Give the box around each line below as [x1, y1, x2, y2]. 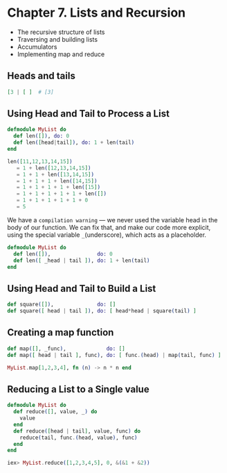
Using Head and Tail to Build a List [7, 283, 156, 294]
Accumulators [17, 42, 57, 51]
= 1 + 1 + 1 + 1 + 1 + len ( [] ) [16, 190, 107, 197]
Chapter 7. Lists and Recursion [7, 5, 185, 21]
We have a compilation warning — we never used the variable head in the [7, 215, 218, 224]
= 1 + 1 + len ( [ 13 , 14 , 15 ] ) [16, 171, 95, 178]
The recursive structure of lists [17, 28, 105, 36]
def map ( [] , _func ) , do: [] [7, 345, 126, 352]
